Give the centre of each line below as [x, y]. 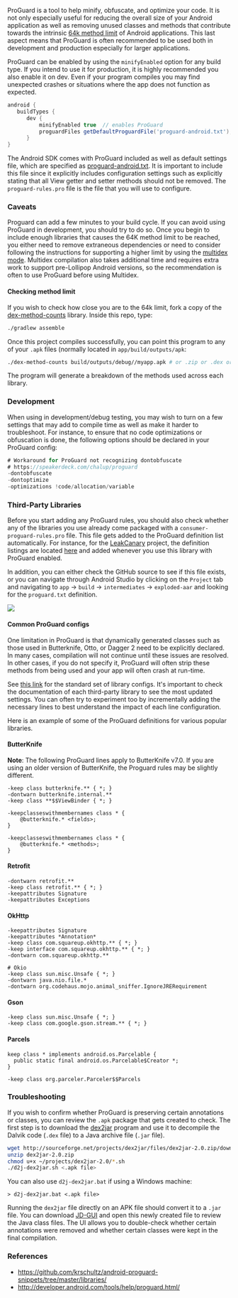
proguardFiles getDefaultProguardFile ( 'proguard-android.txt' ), [136, 132]
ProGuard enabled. [35, 558]
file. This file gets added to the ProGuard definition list [145, 535]
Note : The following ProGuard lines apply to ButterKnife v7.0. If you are [111, 760]
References [28, 1256]
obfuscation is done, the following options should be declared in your [108, 439]
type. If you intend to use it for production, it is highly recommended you [113, 69]
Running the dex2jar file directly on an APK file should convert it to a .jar [114, 1208]
